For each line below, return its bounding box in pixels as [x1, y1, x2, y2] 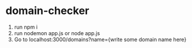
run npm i [14, 23, 38, 30]
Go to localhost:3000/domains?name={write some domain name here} [14, 36, 187, 43]
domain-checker [5, 4, 89, 18]
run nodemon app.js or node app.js [14, 29, 100, 36]
